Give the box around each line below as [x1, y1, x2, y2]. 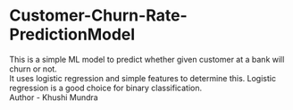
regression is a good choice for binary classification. [9, 82, 203, 93]
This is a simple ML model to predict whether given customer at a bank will [9, 54, 285, 64]
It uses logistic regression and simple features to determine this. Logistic [9, 72, 277, 83]
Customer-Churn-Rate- [9, 5, 188, 26]
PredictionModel [9, 24, 136, 45]
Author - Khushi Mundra [9, 91, 98, 103]
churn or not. [9, 63, 58, 74]
